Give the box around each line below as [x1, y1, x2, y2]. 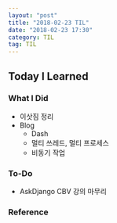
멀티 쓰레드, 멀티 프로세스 [31, 138, 110, 147]
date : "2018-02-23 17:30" [8, 26, 93, 34]
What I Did [8, 93, 49, 104]
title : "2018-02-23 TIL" [8, 19, 90, 27]
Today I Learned [8, 70, 89, 83]
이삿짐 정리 [19, 111, 54, 121]
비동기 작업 [31, 148, 65, 157]
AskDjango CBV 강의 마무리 [19, 187, 108, 196]
